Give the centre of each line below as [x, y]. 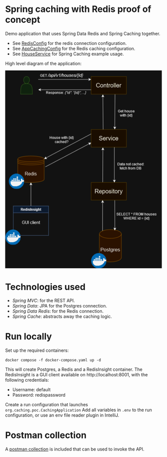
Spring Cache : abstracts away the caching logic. [62, 316]
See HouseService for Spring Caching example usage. [68, 54]
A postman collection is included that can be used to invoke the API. [75, 449]
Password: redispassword [39, 395]
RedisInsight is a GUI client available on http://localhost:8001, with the [77, 375]
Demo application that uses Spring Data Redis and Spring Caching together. [83, 33]
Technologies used [45, 287]
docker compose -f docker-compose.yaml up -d [53, 360]
